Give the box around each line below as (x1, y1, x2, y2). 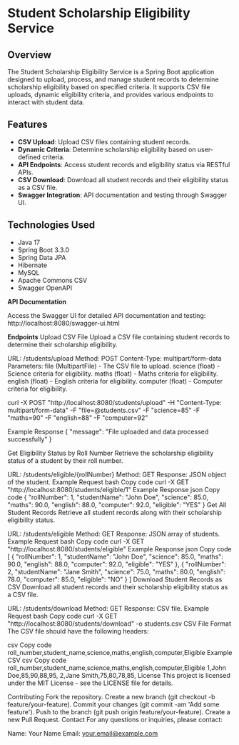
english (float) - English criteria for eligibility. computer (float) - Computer (7, 376, 223, 385)
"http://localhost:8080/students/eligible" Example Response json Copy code (7, 544, 232, 553)
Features (7, 119, 48, 131)
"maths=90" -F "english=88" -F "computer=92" (7, 413, 148, 422)
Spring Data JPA (17, 253, 66, 261)
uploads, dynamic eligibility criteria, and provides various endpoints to (7, 91, 214, 99)
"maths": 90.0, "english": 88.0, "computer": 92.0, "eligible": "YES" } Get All (7, 500, 227, 509)
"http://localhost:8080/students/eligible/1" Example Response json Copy (7, 485, 220, 494)
